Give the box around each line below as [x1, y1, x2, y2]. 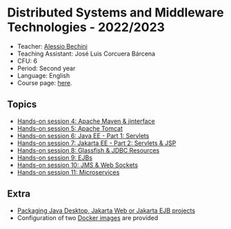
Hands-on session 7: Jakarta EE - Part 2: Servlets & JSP [17, 139, 177, 147]
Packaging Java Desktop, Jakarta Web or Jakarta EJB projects [17, 206, 195, 215]
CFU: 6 [17, 56, 38, 65]
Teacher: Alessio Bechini [17, 42, 88, 50]
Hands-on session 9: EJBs [17, 153, 93, 162]
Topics [7, 98, 37, 111]
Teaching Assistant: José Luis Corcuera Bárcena [17, 50, 156, 58]
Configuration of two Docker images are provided [17, 213, 159, 221]
